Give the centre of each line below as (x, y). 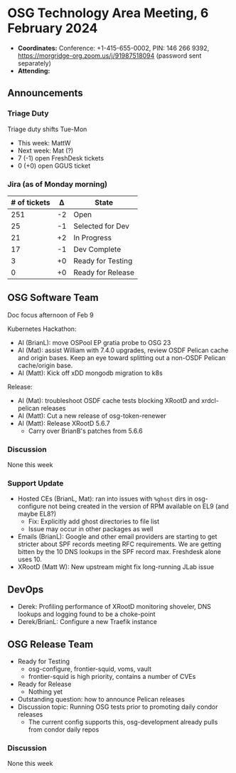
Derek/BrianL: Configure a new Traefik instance (87, 622)
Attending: (34, 71)
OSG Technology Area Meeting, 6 (108, 13)
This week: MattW (44, 143)
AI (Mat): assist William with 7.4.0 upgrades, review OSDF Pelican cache (123, 350)
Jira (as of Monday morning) (58, 184)
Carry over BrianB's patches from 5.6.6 (86, 431)
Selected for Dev (102, 226)
